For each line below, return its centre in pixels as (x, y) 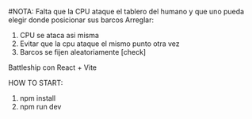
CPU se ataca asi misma (59, 35)
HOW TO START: (36, 83)
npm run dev (40, 107)
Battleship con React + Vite (53, 67)
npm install (38, 98)
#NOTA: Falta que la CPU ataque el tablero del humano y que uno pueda (126, 12)
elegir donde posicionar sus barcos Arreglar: (81, 20)
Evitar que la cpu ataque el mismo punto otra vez (99, 44)
